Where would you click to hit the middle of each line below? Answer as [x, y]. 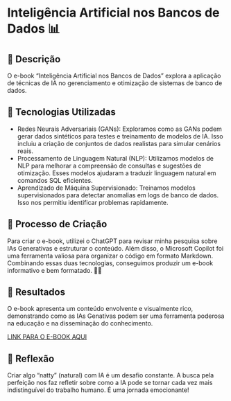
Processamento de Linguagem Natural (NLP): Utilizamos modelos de [115, 158]
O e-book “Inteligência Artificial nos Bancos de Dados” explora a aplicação [114, 75]
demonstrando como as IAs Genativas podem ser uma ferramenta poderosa [116, 316]
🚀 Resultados [36, 292]
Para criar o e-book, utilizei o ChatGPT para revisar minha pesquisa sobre [112, 241]
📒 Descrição [34, 59]
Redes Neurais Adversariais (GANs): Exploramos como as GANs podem [119, 129]
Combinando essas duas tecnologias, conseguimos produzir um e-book [110, 263]
